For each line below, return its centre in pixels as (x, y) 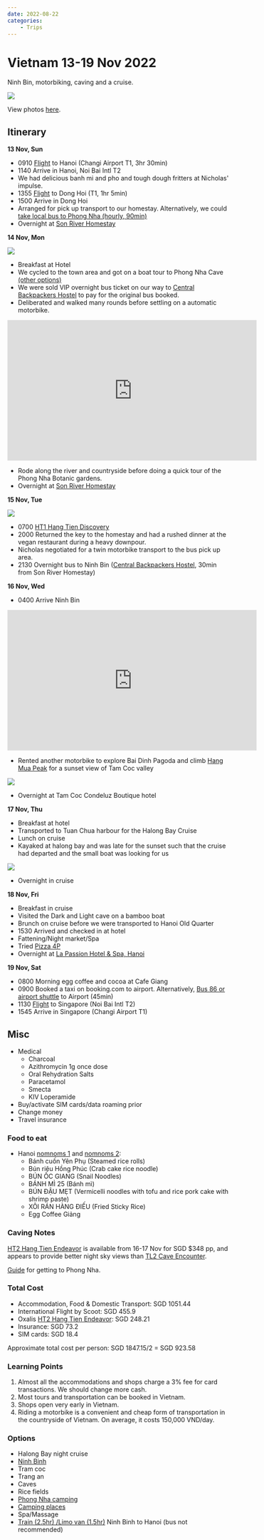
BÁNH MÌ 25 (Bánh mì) (61, 1184)
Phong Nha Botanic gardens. (60, 478)
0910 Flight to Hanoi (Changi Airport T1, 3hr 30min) (93, 163)
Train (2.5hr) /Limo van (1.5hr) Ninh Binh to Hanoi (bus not (102, 1522)
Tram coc (32, 1469)
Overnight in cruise (46, 881)
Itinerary (27, 132)
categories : (25, 21)
